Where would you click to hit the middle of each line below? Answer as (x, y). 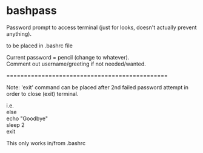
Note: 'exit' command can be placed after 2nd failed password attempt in (98, 87)
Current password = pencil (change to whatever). (68, 57)
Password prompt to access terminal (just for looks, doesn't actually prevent (101, 27)
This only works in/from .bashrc (46, 143)
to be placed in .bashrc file (39, 46)
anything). (19, 33)
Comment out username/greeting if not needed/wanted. (76, 64)
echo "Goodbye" (27, 118)
